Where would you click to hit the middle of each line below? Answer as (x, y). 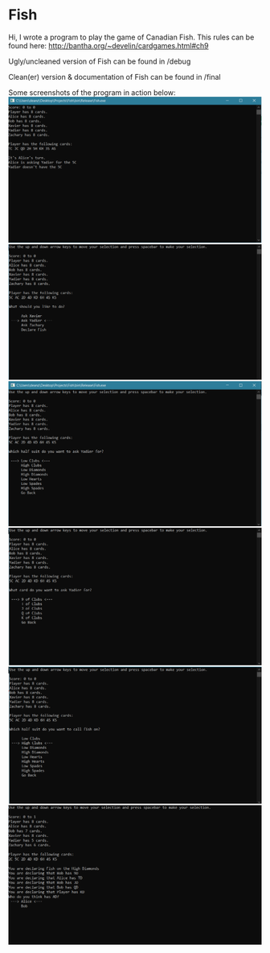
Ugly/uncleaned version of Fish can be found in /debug (100, 61)
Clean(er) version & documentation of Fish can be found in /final (115, 77)
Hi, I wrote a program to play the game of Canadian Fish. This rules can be (131, 37)
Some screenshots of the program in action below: (92, 92)
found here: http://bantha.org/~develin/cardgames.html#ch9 (108, 45)
